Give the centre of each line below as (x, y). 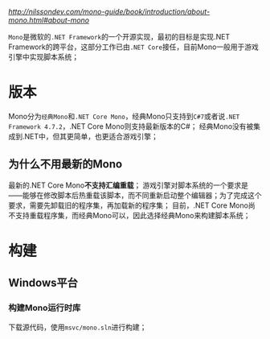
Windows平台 (43, 283)
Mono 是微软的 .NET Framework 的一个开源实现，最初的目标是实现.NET (119, 37)
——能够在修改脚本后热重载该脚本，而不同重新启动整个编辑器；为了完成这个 (135, 195)
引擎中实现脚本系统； (43, 57)
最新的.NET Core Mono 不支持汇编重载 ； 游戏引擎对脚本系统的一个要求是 (129, 185)
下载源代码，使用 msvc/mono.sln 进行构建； (78, 327)
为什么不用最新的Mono (65, 164)
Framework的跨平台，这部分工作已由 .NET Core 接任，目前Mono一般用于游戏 (134, 47)
